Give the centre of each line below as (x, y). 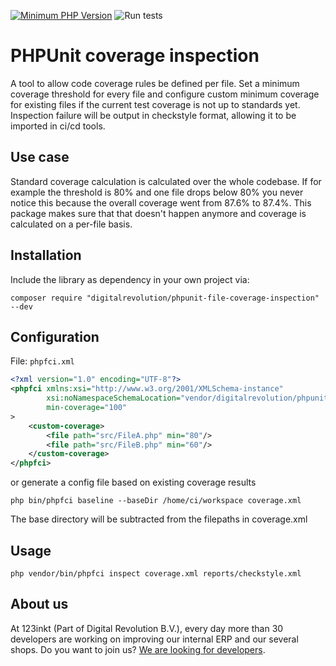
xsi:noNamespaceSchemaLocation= (114, 398)
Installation (46, 255)
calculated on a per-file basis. (71, 224)
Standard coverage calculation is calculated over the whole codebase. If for (166, 181)
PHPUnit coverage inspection (135, 56)
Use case (40, 157)
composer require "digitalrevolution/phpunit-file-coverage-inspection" (165, 298)
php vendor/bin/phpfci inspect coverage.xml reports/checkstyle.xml (156, 573)
